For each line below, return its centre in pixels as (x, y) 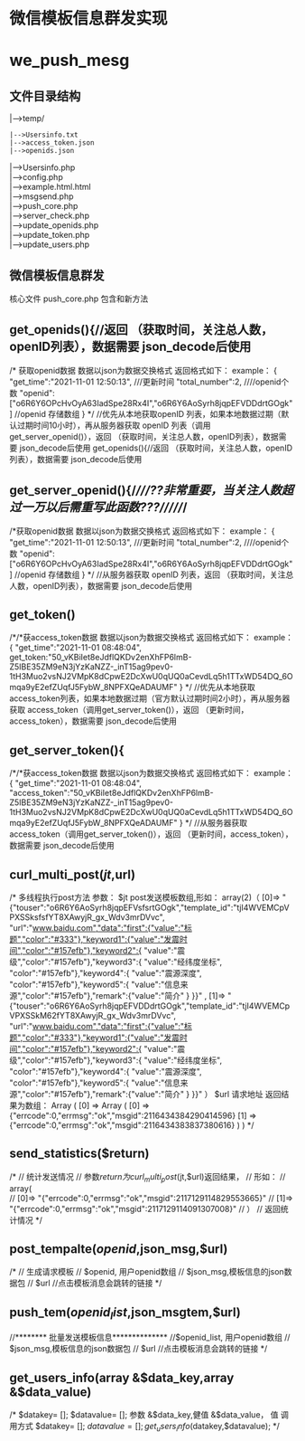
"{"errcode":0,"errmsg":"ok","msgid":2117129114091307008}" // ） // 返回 (145, 1209)
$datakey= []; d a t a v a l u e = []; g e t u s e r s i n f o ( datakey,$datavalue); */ (157, 1427)
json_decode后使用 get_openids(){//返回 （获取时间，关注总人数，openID (156, 448)
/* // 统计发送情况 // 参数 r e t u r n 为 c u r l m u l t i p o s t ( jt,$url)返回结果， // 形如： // (148, 1177)
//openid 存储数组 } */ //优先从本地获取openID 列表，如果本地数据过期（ (148, 413)
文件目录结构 (45, 96)
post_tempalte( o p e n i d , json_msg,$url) (119, 1249)
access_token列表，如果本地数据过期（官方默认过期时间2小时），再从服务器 (150, 698)
